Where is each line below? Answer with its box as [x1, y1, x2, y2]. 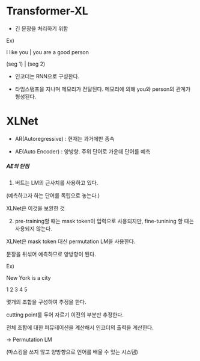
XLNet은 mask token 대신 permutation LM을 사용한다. [6, 238, 136, 245]
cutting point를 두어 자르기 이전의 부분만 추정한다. [6, 311, 124, 318]
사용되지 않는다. [14, 224, 52, 232]
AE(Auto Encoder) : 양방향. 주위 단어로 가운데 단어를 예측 [14, 147, 151, 155]
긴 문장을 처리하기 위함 [14, 25, 68, 32]
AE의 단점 [6, 162, 29, 170]
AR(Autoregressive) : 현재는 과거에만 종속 [14, 135, 115, 142]
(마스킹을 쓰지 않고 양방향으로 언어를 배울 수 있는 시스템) [6, 348, 138, 356]
